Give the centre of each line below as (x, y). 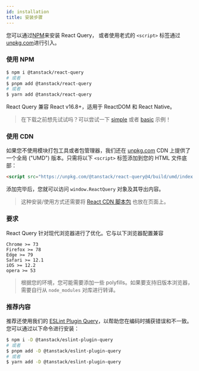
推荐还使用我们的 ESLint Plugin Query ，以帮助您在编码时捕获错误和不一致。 (99, 321)
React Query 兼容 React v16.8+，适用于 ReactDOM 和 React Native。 (91, 107)
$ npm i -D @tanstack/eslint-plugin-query (60, 340)
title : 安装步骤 (24, 17)
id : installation (28, 12)
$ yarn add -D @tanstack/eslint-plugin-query (63, 362)
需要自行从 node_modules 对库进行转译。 (70, 290)
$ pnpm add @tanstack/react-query (49, 83)
